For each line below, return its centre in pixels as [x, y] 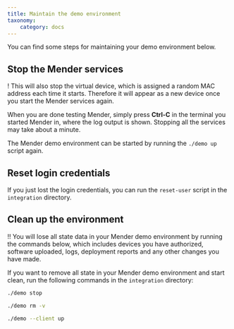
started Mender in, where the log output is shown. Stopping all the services [116, 122]
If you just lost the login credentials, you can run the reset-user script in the [117, 190]
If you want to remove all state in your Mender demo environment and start [116, 273]
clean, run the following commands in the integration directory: [100, 280]
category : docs [42, 27]
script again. [25, 151]
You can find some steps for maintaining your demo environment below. [112, 47]
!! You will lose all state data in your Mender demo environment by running [115, 236]
